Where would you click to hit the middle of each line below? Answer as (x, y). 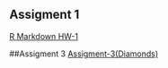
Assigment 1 (44, 15)
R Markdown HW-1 (44, 36)
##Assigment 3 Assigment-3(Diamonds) (84, 54)
